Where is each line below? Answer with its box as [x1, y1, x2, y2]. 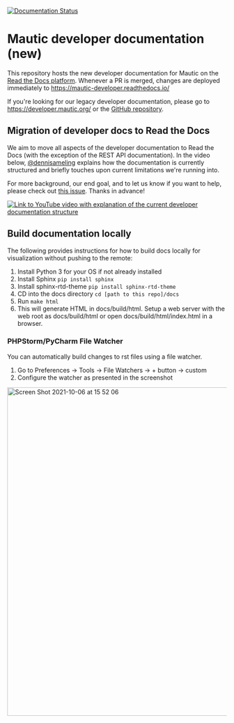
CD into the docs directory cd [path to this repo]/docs [17, 290, 180, 298]
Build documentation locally [7, 228, 132, 240]
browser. [17, 319, 43, 327]
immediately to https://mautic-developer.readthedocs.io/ [7, 84, 170, 92]
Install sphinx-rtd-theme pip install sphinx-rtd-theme [17, 282, 176, 290]
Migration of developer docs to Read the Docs [7, 125, 210, 137]
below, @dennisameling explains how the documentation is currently [7, 158, 205, 167]
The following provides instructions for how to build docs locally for [7, 246, 201, 255]
